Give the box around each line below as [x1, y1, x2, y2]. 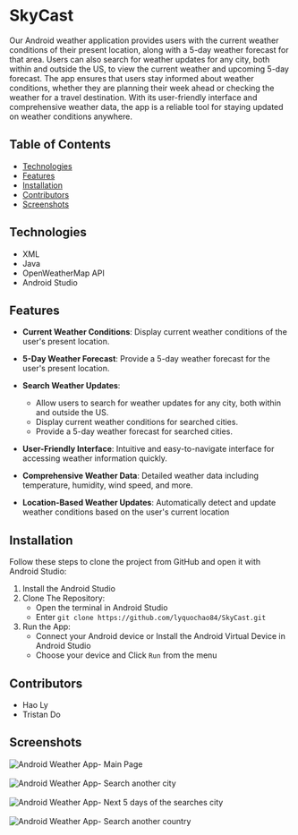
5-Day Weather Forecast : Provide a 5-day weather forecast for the [21, 354, 270, 364]
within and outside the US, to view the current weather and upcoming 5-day [9, 64, 289, 74]
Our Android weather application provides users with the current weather [9, 35, 279, 46]
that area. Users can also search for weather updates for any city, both [9, 54, 270, 64]
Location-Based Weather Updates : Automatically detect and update [21, 498, 277, 508]
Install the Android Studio [21, 584, 116, 594]
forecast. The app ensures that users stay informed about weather [9, 72, 254, 83]
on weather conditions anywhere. [9, 111, 132, 122]
